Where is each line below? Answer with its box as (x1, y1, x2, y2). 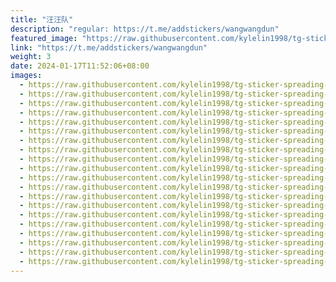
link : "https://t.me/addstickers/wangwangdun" (10, 42, 208, 53)
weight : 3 (10, 52, 52, 62)
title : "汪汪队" (10, 14, 74, 25)
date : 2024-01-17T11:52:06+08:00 (10, 61, 150, 71)
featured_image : (10, 33, 78, 43)
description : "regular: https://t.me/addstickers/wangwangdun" (10, 24, 280, 34)
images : (10, 71, 43, 81)
